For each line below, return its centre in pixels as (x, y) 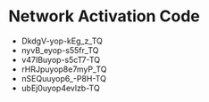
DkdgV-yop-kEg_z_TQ (62, 41)
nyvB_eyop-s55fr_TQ (60, 50)
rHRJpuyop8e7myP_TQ (64, 69)
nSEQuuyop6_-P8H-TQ (63, 78)
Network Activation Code (104, 16)
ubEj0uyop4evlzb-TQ (60, 88)
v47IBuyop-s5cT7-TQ (61, 59)
